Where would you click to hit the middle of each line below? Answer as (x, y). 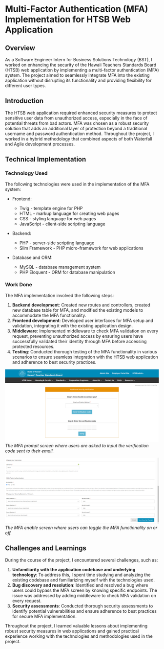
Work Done (19, 285)
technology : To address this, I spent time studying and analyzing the (81, 575)
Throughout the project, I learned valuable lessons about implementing (76, 626)
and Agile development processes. (40, 144)
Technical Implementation (46, 159)
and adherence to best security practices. (54, 362)
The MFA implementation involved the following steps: (60, 295)
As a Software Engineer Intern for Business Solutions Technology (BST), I (79, 59)
